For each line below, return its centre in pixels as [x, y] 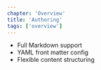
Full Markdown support [49, 46]
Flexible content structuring [56, 60]
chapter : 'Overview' [37, 13]
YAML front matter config [53, 52]
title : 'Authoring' [35, 20]
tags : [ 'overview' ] [35, 26]
